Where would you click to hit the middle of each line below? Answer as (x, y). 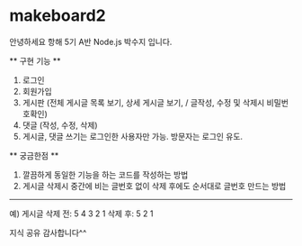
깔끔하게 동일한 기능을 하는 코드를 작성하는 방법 (105, 174)
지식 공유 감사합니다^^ (48, 232)
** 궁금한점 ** (34, 155)
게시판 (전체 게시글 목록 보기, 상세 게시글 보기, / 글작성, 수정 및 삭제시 (143, 102)
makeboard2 (58, 16)
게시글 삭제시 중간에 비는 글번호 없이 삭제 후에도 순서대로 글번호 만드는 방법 (154, 186)
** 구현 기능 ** (35, 60)
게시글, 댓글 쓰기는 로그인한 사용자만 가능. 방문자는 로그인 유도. (133, 136)
